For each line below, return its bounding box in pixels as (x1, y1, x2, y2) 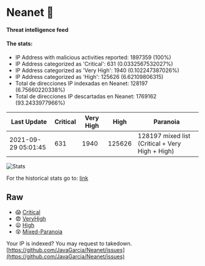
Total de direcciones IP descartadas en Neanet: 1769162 (15, 92, 157, 100)
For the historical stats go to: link (6, 174, 88, 182)
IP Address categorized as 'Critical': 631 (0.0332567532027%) (15, 60, 173, 67)
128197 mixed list (137, 131, 191, 140)
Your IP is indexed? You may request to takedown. (6, 240, 132, 247)
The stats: (6, 40, 33, 48)
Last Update (11, 117, 48, 126)
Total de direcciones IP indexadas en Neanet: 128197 (15, 79, 148, 87)
